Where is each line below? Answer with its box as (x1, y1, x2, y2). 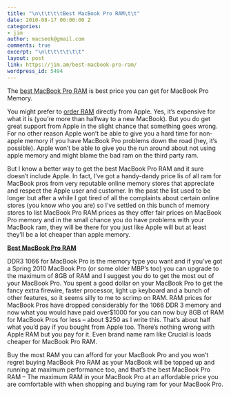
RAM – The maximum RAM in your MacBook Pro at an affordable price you (7, 372, 219, 381)
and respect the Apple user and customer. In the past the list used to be (7, 186, 211, 195)
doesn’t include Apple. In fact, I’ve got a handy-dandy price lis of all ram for (7, 171, 222, 180)
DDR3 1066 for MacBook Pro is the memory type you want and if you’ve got (7, 257, 223, 265)
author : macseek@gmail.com (7, 36, 85, 43)
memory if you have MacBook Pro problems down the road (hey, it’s (24, 136, 218, 145)
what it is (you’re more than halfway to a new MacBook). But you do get (7, 114, 211, 122)
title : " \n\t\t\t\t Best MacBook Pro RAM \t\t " (7, 10, 140, 17)
